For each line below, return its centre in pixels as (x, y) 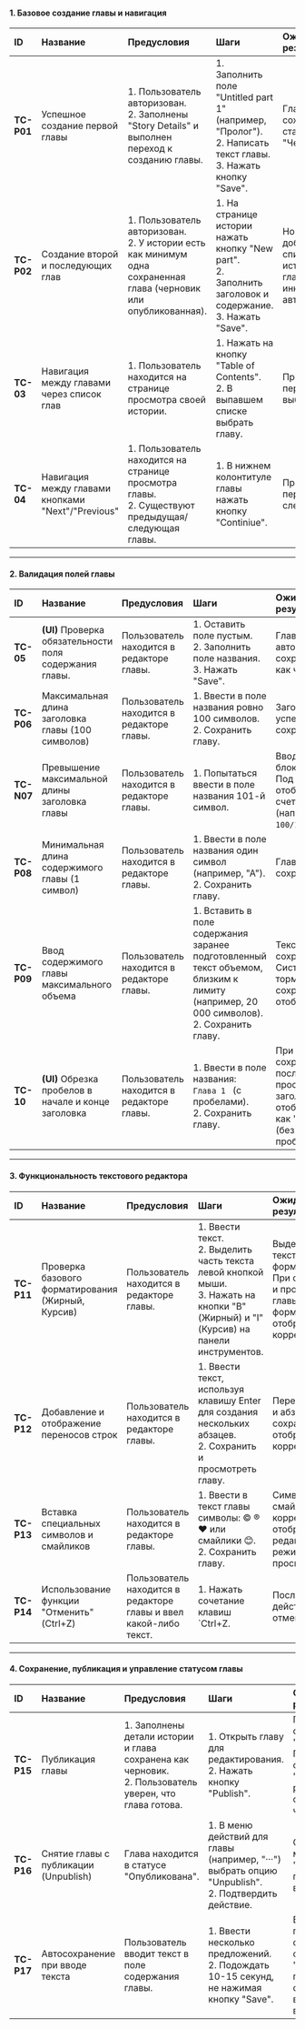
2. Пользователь (161, 1782)
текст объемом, (228, 968)
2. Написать (242, 143)
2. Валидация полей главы (62, 574)
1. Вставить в (222, 911)
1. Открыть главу (246, 1736)
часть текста (226, 1261)
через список (71, 394)
